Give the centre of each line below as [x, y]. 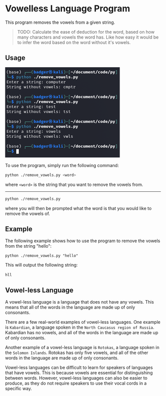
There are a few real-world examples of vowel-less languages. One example [83, 322]
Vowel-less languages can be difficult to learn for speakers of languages [79, 368]
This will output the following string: [41, 265]
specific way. [19, 389]
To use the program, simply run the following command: [62, 165]
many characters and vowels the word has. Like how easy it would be [88, 37]
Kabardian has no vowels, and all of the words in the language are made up [82, 333]
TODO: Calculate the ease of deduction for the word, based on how [86, 32]
